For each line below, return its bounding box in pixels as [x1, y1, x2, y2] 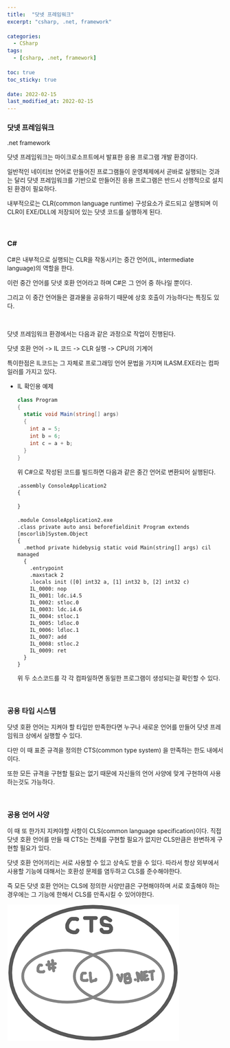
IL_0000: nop [30, 585, 67, 592]
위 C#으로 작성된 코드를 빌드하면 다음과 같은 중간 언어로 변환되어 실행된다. [16, 468, 216, 476]
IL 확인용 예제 [16, 382, 54, 390]
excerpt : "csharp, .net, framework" [7, 18, 112, 25]
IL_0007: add [30, 633, 67, 640]
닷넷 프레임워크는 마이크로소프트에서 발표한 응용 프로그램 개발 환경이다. [7, 153, 198, 161]
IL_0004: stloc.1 [30, 613, 79, 619]
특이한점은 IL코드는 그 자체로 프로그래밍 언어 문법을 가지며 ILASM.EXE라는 [7, 358, 207, 367]
